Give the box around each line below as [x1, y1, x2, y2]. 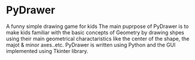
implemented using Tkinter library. [6, 47, 89, 54]
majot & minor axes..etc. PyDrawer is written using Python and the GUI [6, 41, 176, 48]
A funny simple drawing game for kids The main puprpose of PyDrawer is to [6, 23, 189, 30]
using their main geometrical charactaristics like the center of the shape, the [6, 35, 190, 42]
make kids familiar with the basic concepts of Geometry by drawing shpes [6, 29, 185, 36]
